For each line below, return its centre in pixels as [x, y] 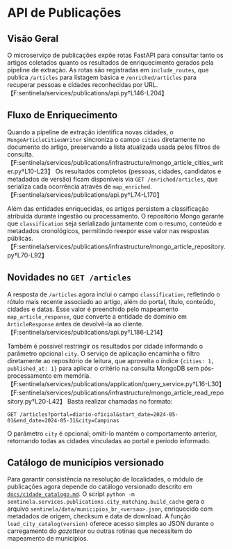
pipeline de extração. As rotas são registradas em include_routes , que [108, 70]
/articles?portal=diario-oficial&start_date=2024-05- [99, 414]
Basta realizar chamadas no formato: [120, 401]
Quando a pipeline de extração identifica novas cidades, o [90, 132]
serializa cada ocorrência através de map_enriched [79, 186]
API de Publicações [64, 13]
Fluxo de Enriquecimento [63, 115]
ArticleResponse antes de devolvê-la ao [64, 324]
